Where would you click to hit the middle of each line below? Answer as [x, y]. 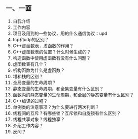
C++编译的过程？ [30, 101]
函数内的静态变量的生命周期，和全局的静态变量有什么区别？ [73, 95]
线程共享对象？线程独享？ [39, 119]
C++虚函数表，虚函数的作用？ [43, 46]
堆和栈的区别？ [28, 76]
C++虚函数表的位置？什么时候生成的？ [52, 52]
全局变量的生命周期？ [34, 83]
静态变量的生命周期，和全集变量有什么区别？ [58, 88]
